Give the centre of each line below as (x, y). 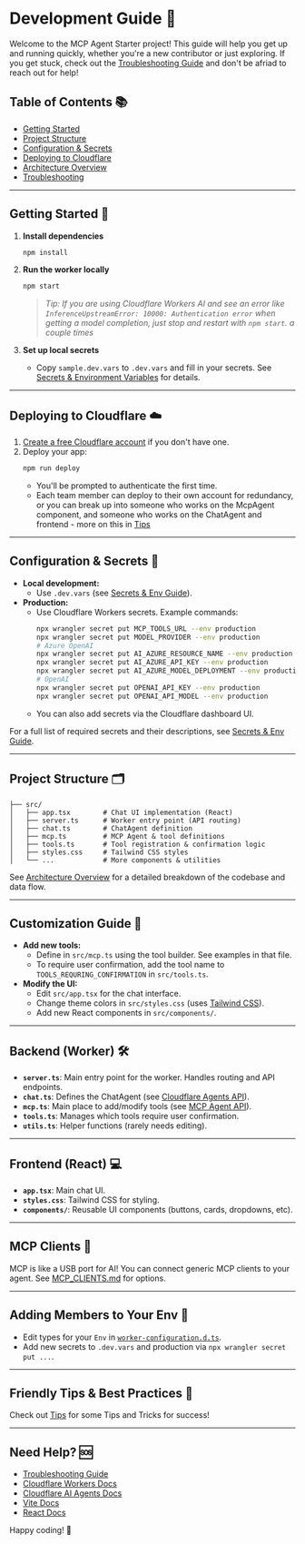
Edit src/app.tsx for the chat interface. (108, 994)
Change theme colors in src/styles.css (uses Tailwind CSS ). (150, 1003)
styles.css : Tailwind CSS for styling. (91, 1200)
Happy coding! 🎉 (41, 1530)
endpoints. (43, 1087)
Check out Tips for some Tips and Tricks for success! (110, 1415)
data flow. (28, 886)
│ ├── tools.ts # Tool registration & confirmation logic (138, 844)
